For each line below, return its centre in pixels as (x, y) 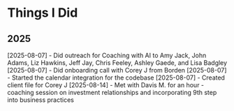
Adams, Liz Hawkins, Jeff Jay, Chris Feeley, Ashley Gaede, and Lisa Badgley (117, 63)
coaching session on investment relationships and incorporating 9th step (112, 92)
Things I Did (43, 13)
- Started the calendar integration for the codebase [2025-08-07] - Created (116, 77)
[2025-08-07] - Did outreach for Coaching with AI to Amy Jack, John (107, 55)
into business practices (41, 100)
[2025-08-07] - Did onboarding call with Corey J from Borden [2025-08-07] (117, 70)
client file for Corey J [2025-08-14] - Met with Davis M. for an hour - (106, 85)
